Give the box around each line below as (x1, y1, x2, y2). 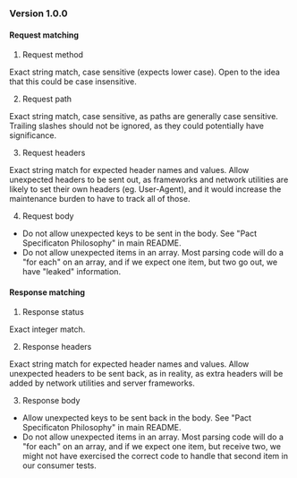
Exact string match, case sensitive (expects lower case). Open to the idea (9, 66, 280, 78)
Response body (21, 395, 81, 406)
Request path (21, 93, 72, 105)
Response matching (9, 286, 86, 298)
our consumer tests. (21, 460, 97, 471)
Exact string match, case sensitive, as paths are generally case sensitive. (9, 111, 279, 122)
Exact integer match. (9, 324, 86, 335)
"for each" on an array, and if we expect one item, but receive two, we (21, 441, 282, 452)
